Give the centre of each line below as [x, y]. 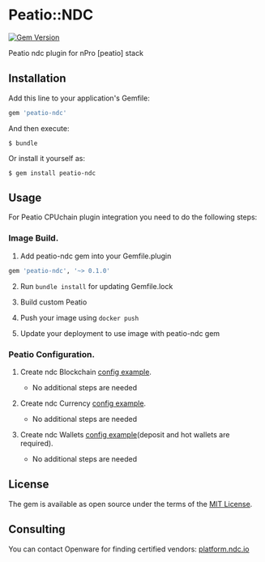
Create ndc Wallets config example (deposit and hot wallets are [125, 434]
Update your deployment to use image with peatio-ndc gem [120, 333]
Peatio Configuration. [52, 354]
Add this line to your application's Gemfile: [79, 98]
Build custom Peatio [53, 302]
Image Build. [34, 238]
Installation [37, 79]
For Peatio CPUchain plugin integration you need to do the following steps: [133, 217]
